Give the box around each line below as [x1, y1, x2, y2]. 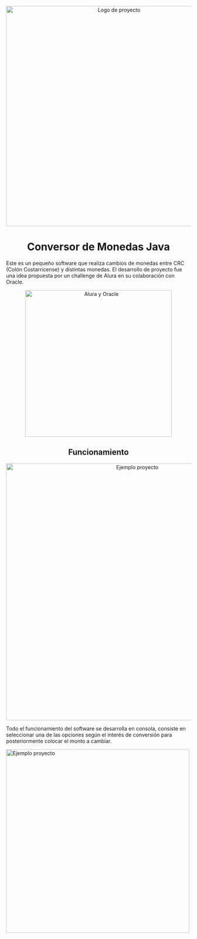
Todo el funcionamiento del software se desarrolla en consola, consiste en [6, 725, 186, 732]
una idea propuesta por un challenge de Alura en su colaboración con [6, 272, 175, 279]
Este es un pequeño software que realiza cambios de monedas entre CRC [6, 260, 185, 267]
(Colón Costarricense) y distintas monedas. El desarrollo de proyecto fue [6, 265, 182, 272]
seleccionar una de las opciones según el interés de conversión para [6, 731, 172, 738]
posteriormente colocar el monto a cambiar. [6, 737, 112, 745]
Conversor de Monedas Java [27, 240, 170, 254]
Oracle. [6, 278, 24, 285]
